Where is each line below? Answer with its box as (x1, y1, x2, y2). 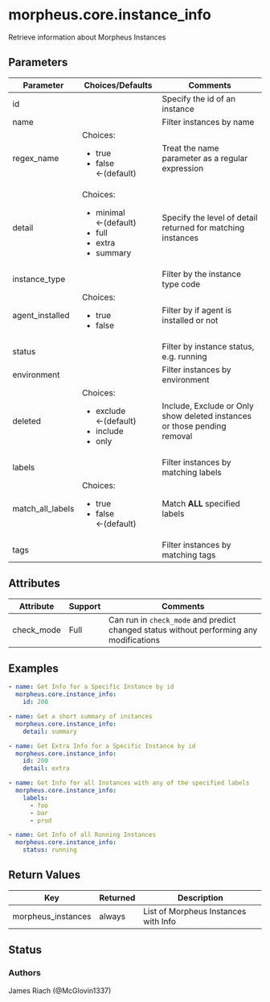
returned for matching (162, 222, 245, 233)
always (99, 910, 126, 921)
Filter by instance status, (162, 341, 255, 352)
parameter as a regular (162, 152, 248, 164)
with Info (143, 916, 177, 927)
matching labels (162, 466, 223, 478)
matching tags (162, 549, 216, 561)
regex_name (12, 152, 59, 164)
